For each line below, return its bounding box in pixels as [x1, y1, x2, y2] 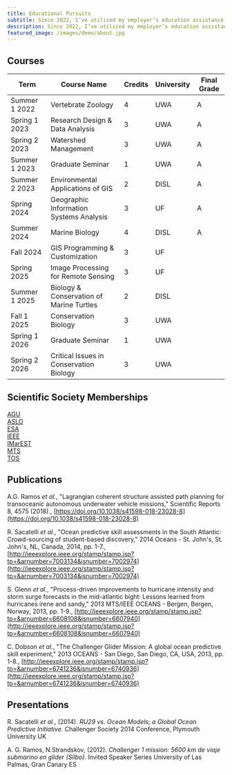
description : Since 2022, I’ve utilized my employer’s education [7, 23, 199, 30]
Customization [50, 252, 98, 262]
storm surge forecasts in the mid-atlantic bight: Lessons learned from [7, 592, 205, 600]
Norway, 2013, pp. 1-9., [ [7, 607, 77, 615]
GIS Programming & [50, 243, 115, 253]
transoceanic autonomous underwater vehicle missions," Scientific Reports [7, 500, 221, 508]
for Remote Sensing [50, 272, 115, 282]
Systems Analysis [50, 212, 108, 222]
